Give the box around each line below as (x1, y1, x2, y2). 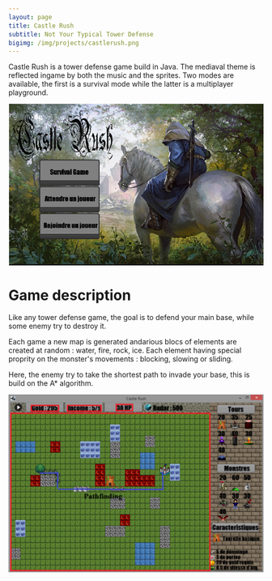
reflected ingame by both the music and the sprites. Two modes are (8, 70, 235, 80)
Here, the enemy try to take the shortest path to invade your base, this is (8, 370, 250, 380)
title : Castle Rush (8, 21, 74, 30)
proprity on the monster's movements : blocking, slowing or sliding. (8, 354, 233, 364)
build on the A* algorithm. (8, 378, 94, 388)
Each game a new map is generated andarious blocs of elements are (8, 337, 237, 347)
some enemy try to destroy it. (8, 321, 107, 331)
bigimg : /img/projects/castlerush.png (8, 39, 139, 47)
